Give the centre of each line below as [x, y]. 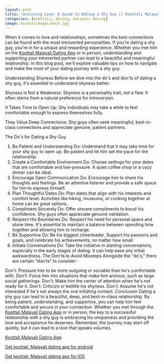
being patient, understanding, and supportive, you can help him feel [73, 302]
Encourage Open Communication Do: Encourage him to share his [78, 178]
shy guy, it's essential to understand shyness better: [58, 83]
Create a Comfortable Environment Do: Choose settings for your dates [83, 162]
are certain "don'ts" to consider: [44, 261]
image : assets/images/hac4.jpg [37, 23]
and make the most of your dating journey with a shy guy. [63, 69]
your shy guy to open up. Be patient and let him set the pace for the [80, 152]
